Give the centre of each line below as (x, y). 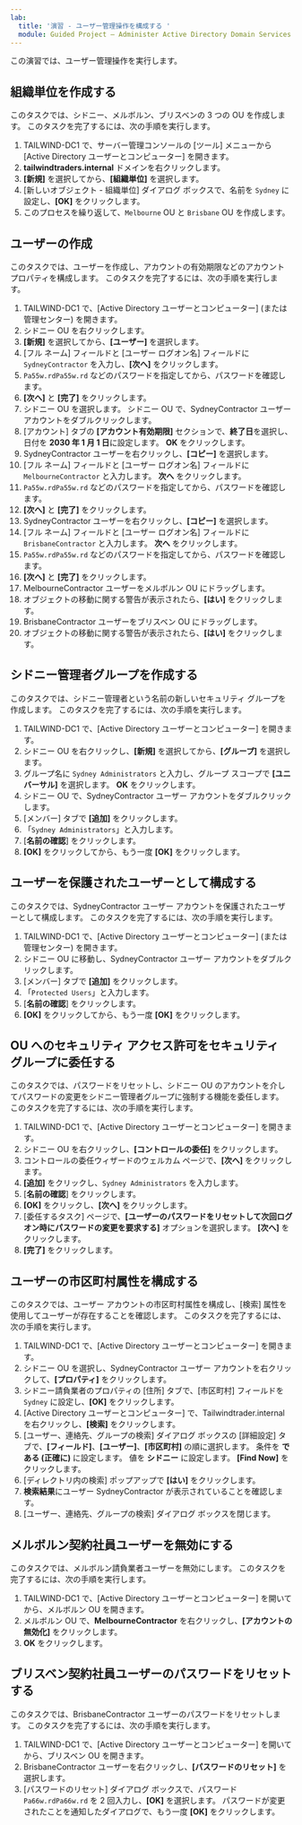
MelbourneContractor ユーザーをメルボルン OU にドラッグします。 (146, 588)
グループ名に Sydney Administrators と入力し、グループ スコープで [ (149, 773)
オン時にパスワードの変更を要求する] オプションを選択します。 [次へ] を (156, 1227)
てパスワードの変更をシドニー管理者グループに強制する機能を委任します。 (147, 1097)
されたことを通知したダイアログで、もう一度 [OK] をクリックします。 (151, 1812)
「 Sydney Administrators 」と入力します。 (100, 829)
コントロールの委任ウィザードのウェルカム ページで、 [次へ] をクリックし (157, 1160)
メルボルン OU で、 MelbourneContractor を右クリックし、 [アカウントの (158, 1621)
